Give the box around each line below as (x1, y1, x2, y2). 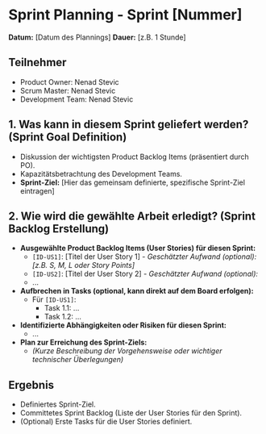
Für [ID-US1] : (31, 294, 77, 304)
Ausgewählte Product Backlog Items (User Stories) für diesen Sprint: (19, 244, 256, 253)
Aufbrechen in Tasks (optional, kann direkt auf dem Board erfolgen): (19, 286, 254, 296)
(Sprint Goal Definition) (8, 131, 127, 144)
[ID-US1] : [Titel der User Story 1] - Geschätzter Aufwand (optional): (31, 252, 257, 261)
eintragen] (19, 186, 55, 195)
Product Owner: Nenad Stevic (19, 77, 119, 86)
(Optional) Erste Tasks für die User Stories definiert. (19, 417, 193, 427)
